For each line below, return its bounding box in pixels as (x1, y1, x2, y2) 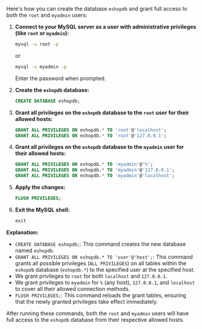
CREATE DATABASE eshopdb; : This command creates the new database (14, 240, 186, 248)
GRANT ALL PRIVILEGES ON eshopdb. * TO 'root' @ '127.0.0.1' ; (14, 133, 167, 139)
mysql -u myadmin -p (14, 63, 67, 70)
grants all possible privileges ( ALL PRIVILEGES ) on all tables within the (14, 259, 187, 267)
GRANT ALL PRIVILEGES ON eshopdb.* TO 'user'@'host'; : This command (14, 253, 193, 260)
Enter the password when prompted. (14, 75, 106, 82)
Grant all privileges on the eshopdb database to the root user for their (14, 108, 189, 116)
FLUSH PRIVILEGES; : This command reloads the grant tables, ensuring (14, 292, 187, 299)
